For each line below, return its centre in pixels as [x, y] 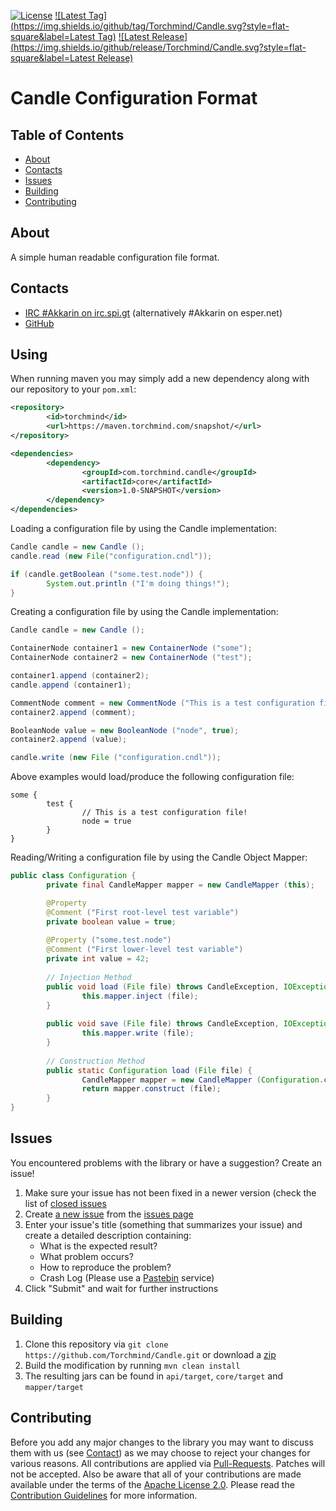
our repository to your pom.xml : [73, 389]
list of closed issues [65, 1203]
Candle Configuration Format [134, 98]
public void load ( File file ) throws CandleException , [163, 986]
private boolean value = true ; [111, 921]
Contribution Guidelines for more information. [104, 1495]
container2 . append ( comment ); [73, 712]
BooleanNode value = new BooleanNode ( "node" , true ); [125, 730]
